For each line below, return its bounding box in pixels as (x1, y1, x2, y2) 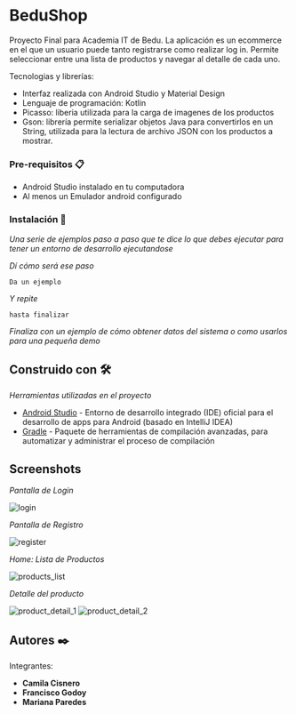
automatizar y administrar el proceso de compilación (21, 436, 215, 446)
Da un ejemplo (9, 277, 62, 286)
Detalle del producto (9, 589, 84, 599)
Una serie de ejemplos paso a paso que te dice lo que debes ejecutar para (9, 233, 284, 245)
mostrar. (21, 135, 53, 146)
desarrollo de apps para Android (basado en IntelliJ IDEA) (21, 417, 234, 428)
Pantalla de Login (9, 485, 74, 496)
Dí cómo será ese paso (9, 260, 95, 271)
